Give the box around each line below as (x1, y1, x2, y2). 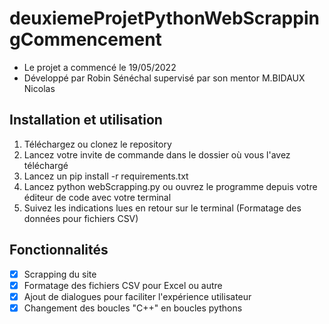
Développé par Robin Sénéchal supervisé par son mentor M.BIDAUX (23, 72, 306, 84)
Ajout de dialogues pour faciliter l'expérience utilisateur (23, 290, 252, 302)
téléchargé (23, 159, 69, 171)
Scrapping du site (23, 268, 97, 280)
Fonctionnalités (9, 242, 109, 259)
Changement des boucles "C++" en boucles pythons (23, 302, 243, 314)
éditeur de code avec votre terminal (23, 191, 172, 203)
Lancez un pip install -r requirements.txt (23, 170, 189, 182)
